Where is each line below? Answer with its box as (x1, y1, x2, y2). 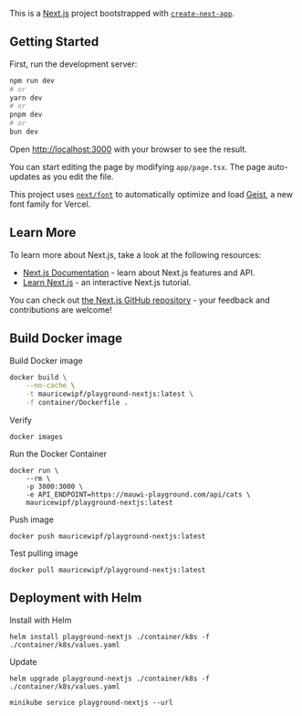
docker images (9, 433, 64, 442)
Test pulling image (9, 548, 79, 559)
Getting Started (9, 34, 99, 49)
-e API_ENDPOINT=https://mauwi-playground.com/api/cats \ (26, 490, 251, 499)
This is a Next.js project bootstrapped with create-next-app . (9, 8, 235, 18)
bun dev (9, 127, 39, 136)
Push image (9, 514, 55, 525)
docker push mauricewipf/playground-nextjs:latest (9, 532, 206, 541)
